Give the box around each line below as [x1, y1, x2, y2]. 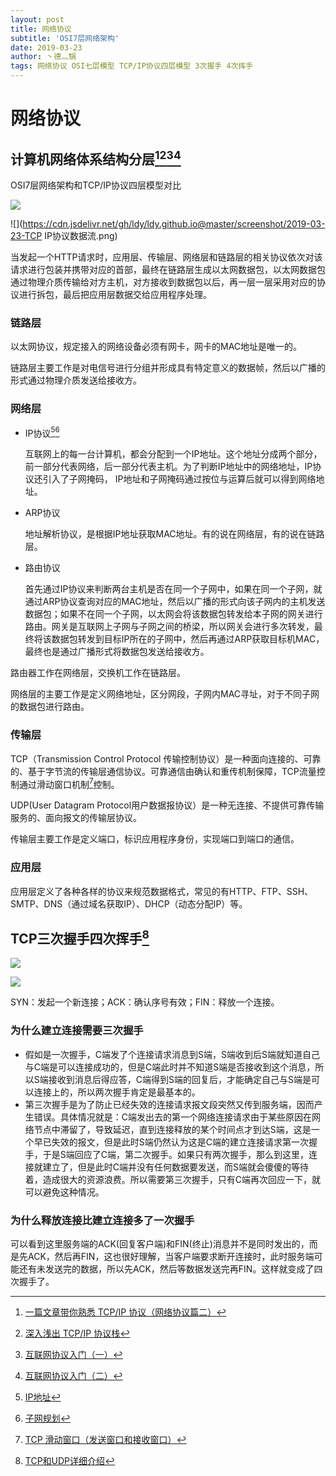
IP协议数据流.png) [44, 230, 118, 241]
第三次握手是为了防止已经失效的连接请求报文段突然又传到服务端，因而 [24, 1098, 315, 1110]
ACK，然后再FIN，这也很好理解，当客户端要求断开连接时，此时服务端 [27, 1250, 315, 1262]
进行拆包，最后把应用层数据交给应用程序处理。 [18, 289, 212, 300]
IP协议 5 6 [24, 425, 60, 439]
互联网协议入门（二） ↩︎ [24, 1369, 123, 1381]
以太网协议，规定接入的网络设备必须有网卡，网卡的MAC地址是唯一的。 [10, 341, 303, 353]
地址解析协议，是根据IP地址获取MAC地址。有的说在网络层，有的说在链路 [24, 528, 325, 540]
